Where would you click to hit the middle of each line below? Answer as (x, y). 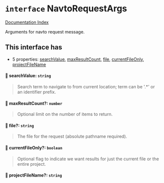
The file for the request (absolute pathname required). (72, 137)
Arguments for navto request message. (45, 32)
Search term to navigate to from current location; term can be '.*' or (86, 86)
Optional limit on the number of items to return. (65, 114)
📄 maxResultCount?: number (34, 103)
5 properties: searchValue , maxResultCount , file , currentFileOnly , (78, 59)
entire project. (31, 164)
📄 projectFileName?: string (34, 175)
